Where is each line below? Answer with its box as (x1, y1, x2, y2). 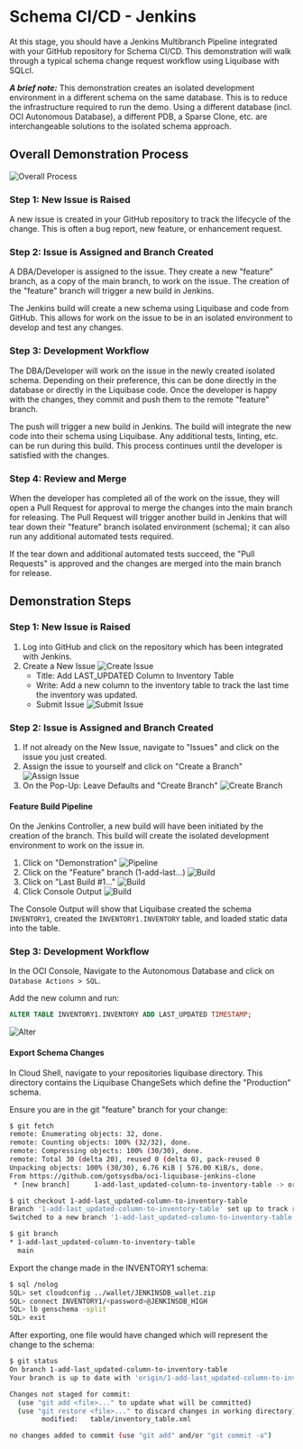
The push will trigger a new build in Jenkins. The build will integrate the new (9, 421, 291, 432)
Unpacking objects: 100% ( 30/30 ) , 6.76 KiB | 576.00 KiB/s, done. (9, 1163, 264, 1172)
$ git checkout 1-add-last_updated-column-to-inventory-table (9, 1197, 248, 1206)
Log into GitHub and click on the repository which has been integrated (22, 641, 284, 652)
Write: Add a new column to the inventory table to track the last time (35, 679, 289, 691)
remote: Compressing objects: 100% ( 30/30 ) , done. (9, 1147, 204, 1156)
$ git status (9, 1357, 59, 1366)
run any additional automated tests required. (9, 530, 174, 542)
